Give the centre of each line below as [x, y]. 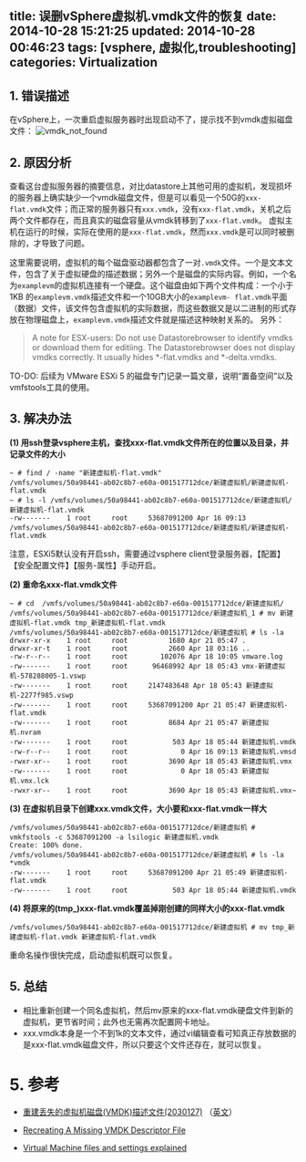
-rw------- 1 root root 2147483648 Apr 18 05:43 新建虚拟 [141, 685]
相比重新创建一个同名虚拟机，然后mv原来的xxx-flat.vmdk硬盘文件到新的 [158, 1010]
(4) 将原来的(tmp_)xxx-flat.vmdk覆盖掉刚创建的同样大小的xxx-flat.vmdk [147, 908]
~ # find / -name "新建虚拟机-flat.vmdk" [86, 472]
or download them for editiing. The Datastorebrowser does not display [163, 348]
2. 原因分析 [41, 162]
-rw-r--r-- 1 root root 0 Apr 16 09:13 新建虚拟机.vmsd [153, 752]
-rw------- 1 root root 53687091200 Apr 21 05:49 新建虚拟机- [149, 872]
